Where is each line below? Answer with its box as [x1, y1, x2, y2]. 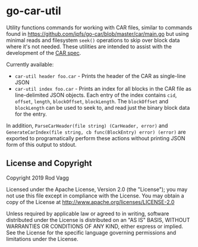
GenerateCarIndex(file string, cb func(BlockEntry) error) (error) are [6, 128, 186, 135]
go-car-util [6, 4, 61, 18]
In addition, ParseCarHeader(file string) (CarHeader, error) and [6, 122, 168, 129]
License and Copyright [6, 158, 92, 168]
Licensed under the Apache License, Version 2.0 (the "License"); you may [6, 186, 188, 193]
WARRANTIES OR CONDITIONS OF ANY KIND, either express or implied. [6, 223, 183, 230]
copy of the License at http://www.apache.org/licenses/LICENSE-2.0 [6, 198, 175, 205]
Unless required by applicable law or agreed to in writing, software [6, 210, 169, 217]
